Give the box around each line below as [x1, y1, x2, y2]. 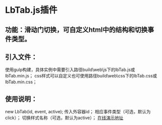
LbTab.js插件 [5, 4, 58, 16]
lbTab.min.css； [5, 79, 38, 85]
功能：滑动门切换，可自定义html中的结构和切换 [5, 25, 148, 34]
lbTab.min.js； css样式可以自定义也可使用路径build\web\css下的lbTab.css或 [5, 73, 158, 79]
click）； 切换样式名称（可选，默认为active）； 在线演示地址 [5, 115, 123, 121]
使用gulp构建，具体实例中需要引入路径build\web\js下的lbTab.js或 [5, 67, 136, 73]
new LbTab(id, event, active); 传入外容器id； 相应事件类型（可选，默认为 [5, 109, 151, 115]
